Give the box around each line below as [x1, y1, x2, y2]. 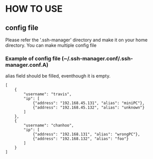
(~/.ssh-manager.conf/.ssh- [61, 55, 134, 62]
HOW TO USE [5, 3, 63, 15]
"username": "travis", [23, 92, 72, 97]
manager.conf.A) [5, 61, 48, 68]
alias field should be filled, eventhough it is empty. [5, 73, 111, 79]
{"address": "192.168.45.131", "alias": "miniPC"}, [32, 100, 145, 106]
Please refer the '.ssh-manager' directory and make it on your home [5, 37, 148, 43]
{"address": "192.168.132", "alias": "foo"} [32, 136, 129, 142]
